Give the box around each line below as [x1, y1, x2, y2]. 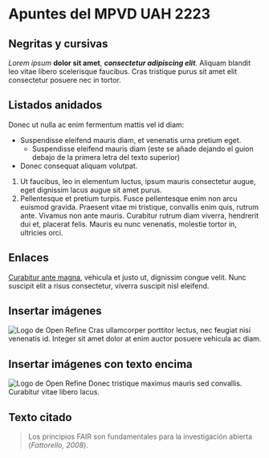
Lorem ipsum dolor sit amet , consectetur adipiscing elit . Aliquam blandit [8, 58, 251, 67]
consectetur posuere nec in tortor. [8, 76, 122, 84]
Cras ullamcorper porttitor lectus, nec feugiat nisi [88, 325, 251, 335]
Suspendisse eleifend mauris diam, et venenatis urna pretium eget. [19, 135, 242, 145]
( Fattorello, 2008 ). [27, 440, 88, 450]
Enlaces [8, 251, 50, 265]
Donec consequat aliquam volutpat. [19, 161, 138, 170]
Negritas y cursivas [8, 37, 108, 51]
